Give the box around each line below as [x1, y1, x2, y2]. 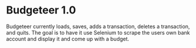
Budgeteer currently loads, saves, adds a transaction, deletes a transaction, [6, 23, 190, 30]
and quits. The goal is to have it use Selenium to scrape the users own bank [6, 29, 190, 36]
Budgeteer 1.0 [6, 4, 76, 17]
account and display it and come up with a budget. [6, 35, 130, 42]
